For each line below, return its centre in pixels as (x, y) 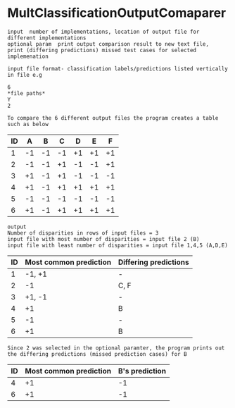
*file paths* (26, 93)
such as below (28, 124)
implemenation (28, 56)
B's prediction (142, 371)
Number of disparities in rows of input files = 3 (83, 233)
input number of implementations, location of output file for (103, 32)
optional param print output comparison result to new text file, (108, 44)
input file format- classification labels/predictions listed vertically (118, 68)
